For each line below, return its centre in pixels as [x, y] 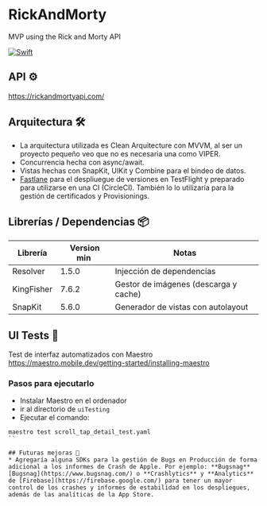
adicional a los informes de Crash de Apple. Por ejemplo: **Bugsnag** [129, 467]
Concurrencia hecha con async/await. [82, 162]
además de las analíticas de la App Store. [81, 495]
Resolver [29, 272]
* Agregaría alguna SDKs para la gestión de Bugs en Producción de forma [133, 460]
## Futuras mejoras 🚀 [44, 453]
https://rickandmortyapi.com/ [56, 96]
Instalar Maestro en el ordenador [73, 401]
